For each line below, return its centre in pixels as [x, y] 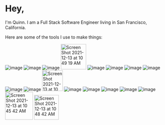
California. [16, 27]
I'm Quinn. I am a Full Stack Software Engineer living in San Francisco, [76, 22]
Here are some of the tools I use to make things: [54, 37]
